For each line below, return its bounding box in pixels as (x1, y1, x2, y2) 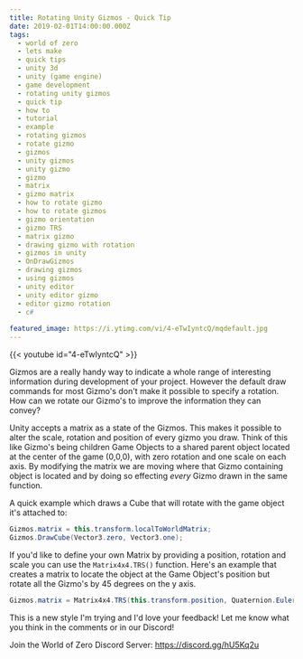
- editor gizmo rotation (17, 299, 111, 308)
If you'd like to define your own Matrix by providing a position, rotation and (9, 549, 287, 560)
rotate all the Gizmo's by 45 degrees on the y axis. (9, 578, 197, 588)
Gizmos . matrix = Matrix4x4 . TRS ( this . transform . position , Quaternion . (9, 596, 277, 605)
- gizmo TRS (17, 223, 63, 232)
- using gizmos (17, 274, 75, 283)
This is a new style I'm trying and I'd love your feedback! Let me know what (9, 612, 290, 623)
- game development (17, 80, 91, 89)
